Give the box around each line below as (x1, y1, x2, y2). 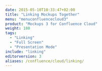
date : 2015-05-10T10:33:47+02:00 (5, 7, 75, 12)
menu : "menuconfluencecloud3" (5, 16, 69, 21)
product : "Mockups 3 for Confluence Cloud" (5, 21, 98, 26)
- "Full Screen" (10, 40, 44, 45)
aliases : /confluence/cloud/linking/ (5, 58, 84, 63)
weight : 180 (5, 26, 30, 31)
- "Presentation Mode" (10, 44, 57, 49)
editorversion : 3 (5, 53, 42, 59)
